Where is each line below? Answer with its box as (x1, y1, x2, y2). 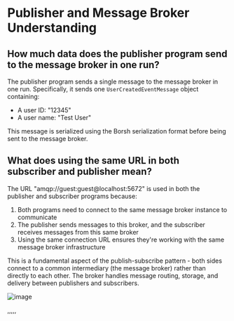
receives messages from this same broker (17, 228, 139, 236)
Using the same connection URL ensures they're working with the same (17, 235, 225, 244)
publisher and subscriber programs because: (7, 192, 138, 200)
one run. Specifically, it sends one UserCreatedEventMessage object (7, 85, 199, 93)
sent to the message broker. (7, 135, 88, 143)
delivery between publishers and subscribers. (7, 279, 139, 287)
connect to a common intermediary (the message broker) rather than (7, 263, 207, 272)
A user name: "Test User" (17, 114, 92, 122)
